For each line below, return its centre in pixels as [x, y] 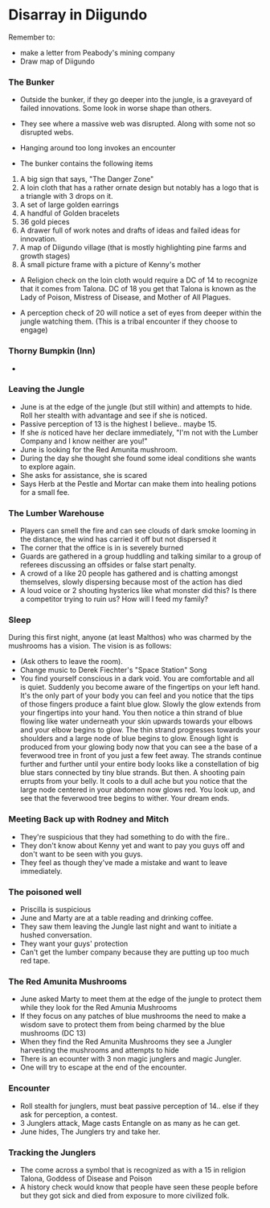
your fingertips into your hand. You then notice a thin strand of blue [131, 713]
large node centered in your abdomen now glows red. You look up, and [137, 790]
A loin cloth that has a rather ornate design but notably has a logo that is [139, 188]
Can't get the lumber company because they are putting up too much [135, 952]
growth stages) [45, 256]
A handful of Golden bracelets [70, 213]
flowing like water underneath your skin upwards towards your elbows [136, 721]
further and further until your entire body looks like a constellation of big [139, 764]
